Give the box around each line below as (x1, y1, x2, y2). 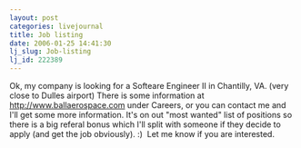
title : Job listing (9, 30, 84, 39)
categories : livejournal (9, 22, 104, 31)
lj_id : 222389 (9, 55, 64, 64)
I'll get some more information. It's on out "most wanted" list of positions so (9, 110, 293, 120)
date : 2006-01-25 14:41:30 (9, 38, 112, 48)
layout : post (9, 13, 59, 23)
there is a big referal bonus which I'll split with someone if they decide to (9, 119, 282, 130)
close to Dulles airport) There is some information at (9, 90, 205, 101)
